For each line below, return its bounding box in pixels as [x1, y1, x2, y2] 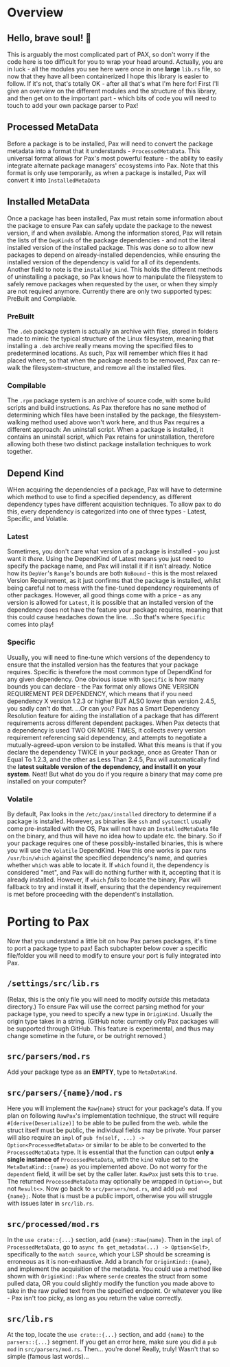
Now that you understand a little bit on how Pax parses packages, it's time [7, 937, 218, 945]
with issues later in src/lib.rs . [7, 1199, 94, 1208]
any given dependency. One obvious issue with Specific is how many [7, 675, 205, 683]
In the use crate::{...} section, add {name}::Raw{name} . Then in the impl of [7, 1236, 222, 1244]
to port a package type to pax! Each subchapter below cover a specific [7, 944, 208, 952]
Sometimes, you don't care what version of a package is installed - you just [7, 547, 220, 555]
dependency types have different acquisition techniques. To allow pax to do [7, 500, 222, 509]
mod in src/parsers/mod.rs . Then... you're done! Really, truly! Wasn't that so [7, 1344, 220, 1353]
